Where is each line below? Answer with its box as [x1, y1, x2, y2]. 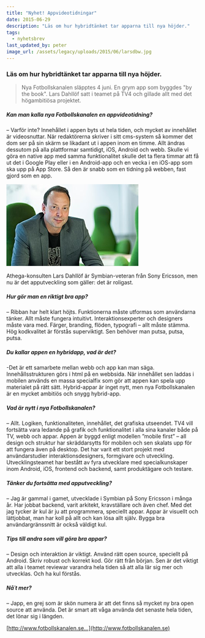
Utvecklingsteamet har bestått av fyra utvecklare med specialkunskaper [6, 459, 188, 466]
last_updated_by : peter [6, 42, 67, 49]
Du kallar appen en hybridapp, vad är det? [6, 348, 116, 356]
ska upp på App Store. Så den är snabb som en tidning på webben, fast [6, 166, 187, 173]
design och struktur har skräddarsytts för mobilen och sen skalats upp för [6, 439, 192, 446]
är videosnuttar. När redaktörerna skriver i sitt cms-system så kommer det [6, 133, 193, 141]
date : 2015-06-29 [6, 16, 51, 23]
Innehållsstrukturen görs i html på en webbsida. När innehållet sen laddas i [6, 370, 195, 378]
